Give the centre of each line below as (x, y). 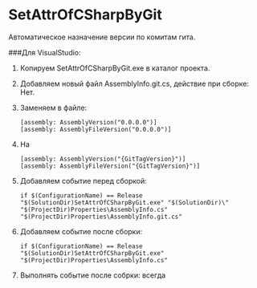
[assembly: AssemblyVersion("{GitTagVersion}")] (103, 159)
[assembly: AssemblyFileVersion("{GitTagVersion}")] (110, 166)
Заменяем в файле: (53, 107)
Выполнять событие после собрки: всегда (93, 275)
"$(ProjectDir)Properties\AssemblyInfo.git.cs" (101, 217)
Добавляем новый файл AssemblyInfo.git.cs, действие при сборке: (135, 83)
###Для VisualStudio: (45, 52)
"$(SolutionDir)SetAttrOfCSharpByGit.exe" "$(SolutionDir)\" (124, 202)
